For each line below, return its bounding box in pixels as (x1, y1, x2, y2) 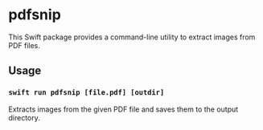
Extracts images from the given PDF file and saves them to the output (8, 104, 239, 114)
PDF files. (8, 40, 40, 50)
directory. (8, 112, 40, 122)
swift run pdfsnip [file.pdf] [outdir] (8, 88, 165, 97)
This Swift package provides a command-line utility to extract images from (8, 32, 256, 42)
